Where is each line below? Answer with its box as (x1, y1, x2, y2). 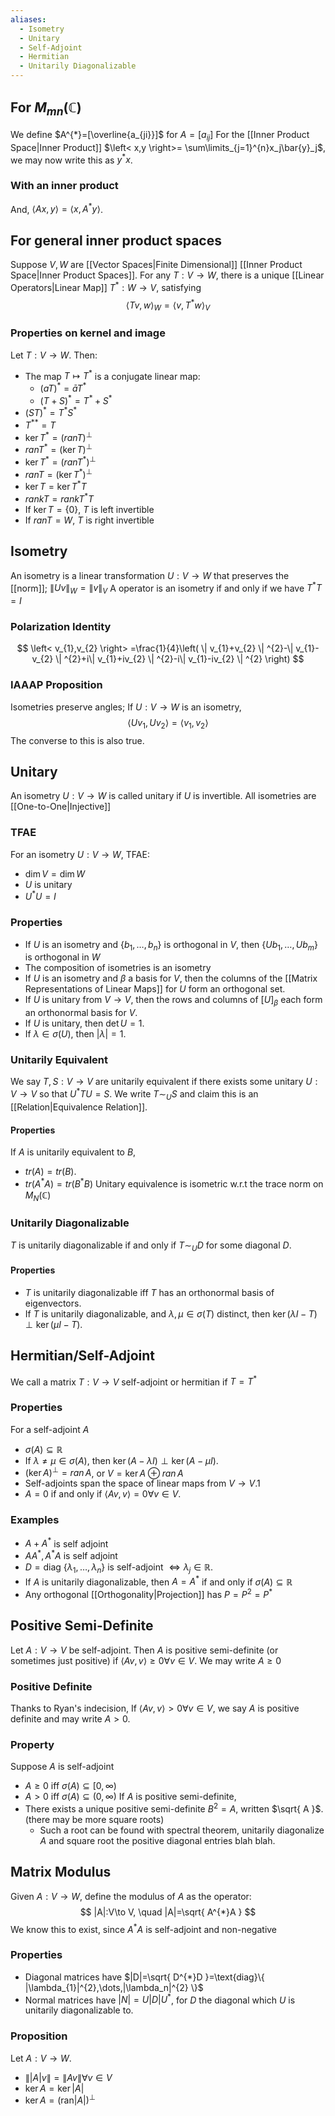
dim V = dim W (24, 867, 85, 880)
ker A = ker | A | (24, 2082, 85, 2094)
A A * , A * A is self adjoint (24, 1548, 118, 1561)
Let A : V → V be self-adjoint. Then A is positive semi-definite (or (10, 1644, 279, 1656)
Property (10, 1738, 55, 1752)
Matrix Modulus (10, 1864, 112, 1881)
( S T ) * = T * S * (24, 405, 78, 419)
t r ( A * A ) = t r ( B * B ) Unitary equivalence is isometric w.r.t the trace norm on (24, 1176, 324, 1190)
